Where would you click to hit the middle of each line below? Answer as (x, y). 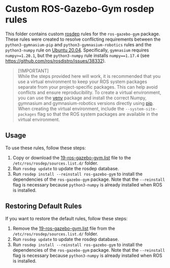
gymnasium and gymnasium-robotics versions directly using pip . (86, 103)
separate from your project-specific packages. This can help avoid (88, 87)
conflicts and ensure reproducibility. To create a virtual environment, (89, 92)
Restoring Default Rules (44, 206)
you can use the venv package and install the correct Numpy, (82, 98)
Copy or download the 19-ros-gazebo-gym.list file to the (72, 157)
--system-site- (141, 109)
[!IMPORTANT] (33, 71)
